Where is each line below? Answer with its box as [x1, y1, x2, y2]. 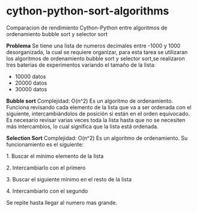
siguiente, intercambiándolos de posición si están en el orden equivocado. [6, 110, 190, 117]
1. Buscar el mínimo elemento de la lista [6, 152, 104, 160]
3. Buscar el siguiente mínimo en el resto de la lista [6, 175, 132, 183]
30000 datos [14, 85, 47, 92]
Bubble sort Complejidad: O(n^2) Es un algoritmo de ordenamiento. [6, 97, 173, 104]
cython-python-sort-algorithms [6, 4, 169, 18]
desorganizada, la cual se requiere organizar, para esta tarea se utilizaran [6, 48, 188, 55]
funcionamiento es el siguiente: [6, 141, 84, 148]
